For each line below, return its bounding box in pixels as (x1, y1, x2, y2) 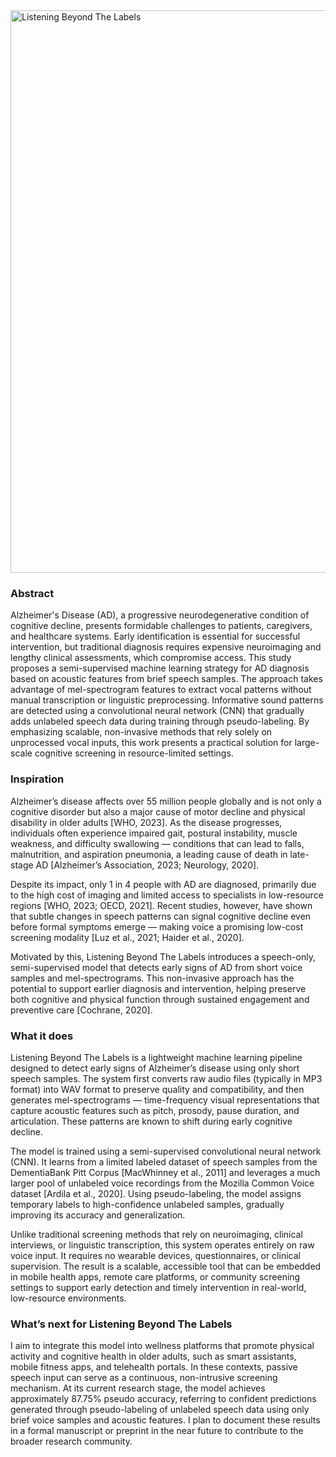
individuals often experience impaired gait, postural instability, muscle (10, 827, 298, 839)
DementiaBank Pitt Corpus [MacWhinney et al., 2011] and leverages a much (10, 1166, 321, 1178)
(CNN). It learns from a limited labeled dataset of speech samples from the (10, 1155, 318, 1168)
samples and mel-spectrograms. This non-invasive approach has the (10, 972, 295, 984)
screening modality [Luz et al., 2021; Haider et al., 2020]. (10, 931, 245, 943)
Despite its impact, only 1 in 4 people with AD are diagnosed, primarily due (10, 878, 317, 890)
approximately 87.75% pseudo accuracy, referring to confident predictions (10, 1393, 317, 1405)
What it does (10, 1029, 74, 1043)
